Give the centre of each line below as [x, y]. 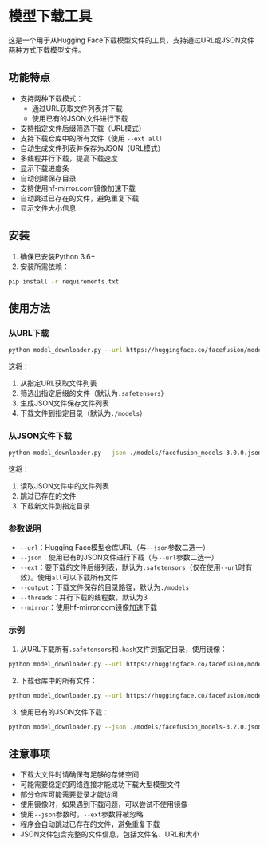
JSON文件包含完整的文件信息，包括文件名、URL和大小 [110, 834]
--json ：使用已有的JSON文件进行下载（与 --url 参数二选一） [119, 557]
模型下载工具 [51, 16]
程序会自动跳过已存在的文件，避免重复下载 [90, 824]
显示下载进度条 [44, 168]
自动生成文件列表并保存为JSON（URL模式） [92, 148]
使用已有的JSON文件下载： [65, 712]
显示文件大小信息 [48, 208]
